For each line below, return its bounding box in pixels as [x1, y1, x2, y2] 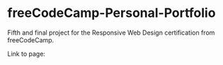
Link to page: [7, 49, 46, 58]
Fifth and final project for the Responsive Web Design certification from [7, 28, 215, 37]
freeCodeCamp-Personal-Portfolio [7, 5, 216, 21]
